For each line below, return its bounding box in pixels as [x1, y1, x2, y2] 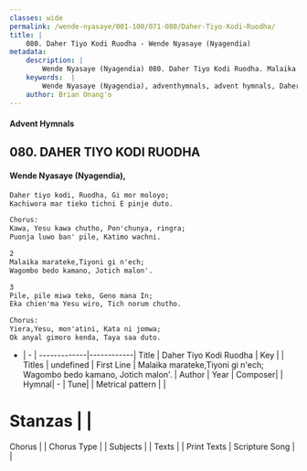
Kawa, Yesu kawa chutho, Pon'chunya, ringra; [9, 224, 185, 233]
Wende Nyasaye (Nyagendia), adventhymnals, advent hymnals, [42, 81, 276, 91]
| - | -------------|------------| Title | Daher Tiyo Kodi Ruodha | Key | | [22, 349, 285, 360]
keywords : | [26, 73, 76, 82]
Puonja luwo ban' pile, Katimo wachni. [9, 232, 162, 242]
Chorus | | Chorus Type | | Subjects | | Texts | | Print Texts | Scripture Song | [9, 441, 295, 452]
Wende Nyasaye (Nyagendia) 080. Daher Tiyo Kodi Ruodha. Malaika [42, 65, 297, 74]
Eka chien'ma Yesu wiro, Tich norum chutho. [9, 299, 182, 309]
